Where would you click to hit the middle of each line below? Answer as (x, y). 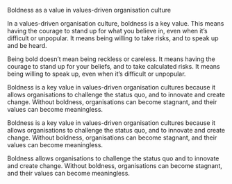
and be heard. (27, 45)
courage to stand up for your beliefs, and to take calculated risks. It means (114, 66)
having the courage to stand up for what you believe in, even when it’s (108, 31)
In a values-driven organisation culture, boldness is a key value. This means (116, 23)
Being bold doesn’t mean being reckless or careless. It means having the (111, 59)
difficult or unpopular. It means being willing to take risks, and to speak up (113, 38)
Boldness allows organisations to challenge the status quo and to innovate (113, 158)
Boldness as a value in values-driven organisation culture (89, 10)
